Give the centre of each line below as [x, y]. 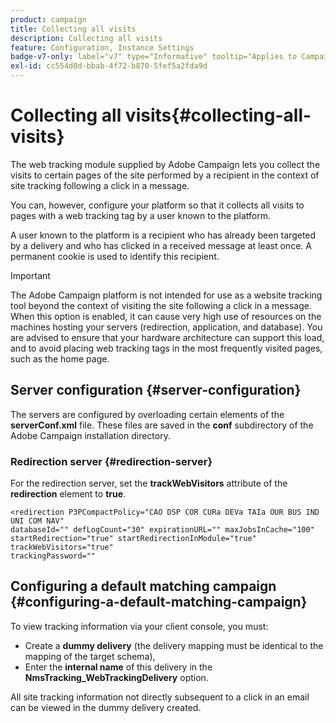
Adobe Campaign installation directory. [90, 435]
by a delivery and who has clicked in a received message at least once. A [161, 245]
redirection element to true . [68, 494]
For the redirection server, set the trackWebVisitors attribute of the [149, 483]
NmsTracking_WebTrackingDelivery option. [116, 677]
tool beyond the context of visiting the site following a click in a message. [161, 305]
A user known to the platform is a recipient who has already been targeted [163, 235]
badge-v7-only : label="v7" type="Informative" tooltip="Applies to [154, 57]
